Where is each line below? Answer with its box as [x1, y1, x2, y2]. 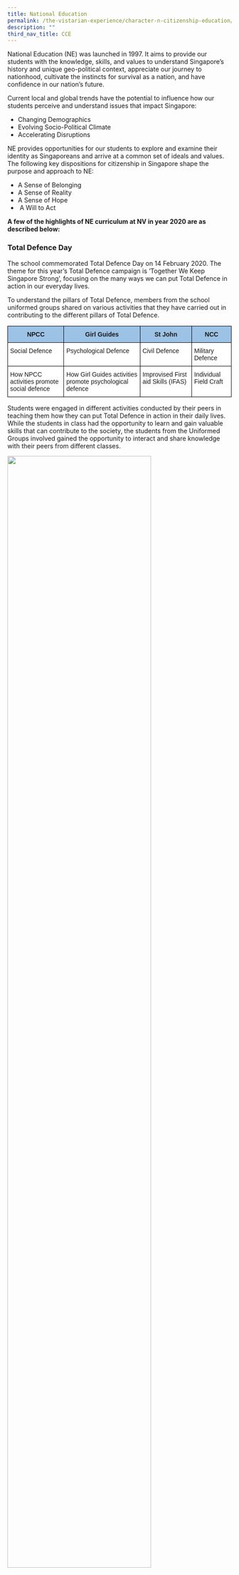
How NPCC [10, 370, 43, 378]
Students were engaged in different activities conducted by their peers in [7, 403, 222, 412]
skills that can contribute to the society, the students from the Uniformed [7, 426, 221, 435]
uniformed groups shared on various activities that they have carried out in [7, 303, 226, 311]
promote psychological [66, 377, 129, 386]
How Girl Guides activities [66, 370, 137, 378]
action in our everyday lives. [7, 282, 90, 290]
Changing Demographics [17, 115, 91, 124]
